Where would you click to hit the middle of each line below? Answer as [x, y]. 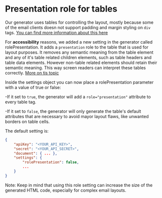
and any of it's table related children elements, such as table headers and [78, 57]
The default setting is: [27, 131]
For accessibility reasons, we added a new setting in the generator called [79, 42]
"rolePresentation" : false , [51, 162]
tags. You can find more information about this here [57, 32]
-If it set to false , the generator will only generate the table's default [73, 111]
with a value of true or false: [33, 87]
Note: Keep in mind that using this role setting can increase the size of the [79, 185]
